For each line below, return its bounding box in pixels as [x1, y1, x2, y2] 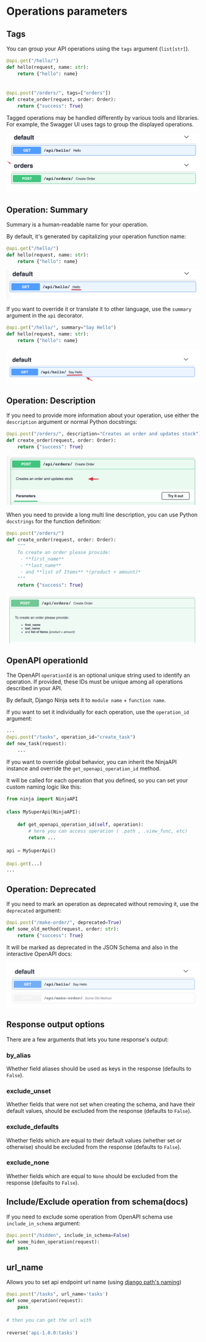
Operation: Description [6, 395, 96, 406]
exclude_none [6, 1158, 50, 1167]
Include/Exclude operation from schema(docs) [6, 1196, 189, 1207]
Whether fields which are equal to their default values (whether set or [6, 1136, 182, 1144]
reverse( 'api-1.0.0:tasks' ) [6, 1330, 78, 1336]
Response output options [6, 1020, 105, 1030]
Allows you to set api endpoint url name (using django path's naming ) [6, 1279, 182, 1286]
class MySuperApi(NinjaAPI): [6, 809, 81, 815]
